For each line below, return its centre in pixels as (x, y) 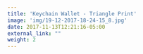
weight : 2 (22, 40)
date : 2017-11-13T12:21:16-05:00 (56, 27)
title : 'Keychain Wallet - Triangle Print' (72, 14)
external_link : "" (34, 33)
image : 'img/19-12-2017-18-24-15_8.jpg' (68, 20)
